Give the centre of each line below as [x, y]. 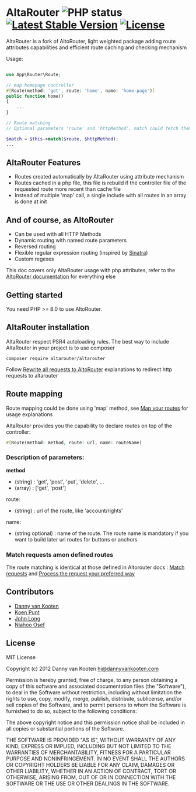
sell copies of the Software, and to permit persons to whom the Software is [96, 705]
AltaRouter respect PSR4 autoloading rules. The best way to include [87, 341]
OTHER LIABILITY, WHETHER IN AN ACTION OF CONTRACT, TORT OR [91, 771]
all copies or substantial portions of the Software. [65, 728]
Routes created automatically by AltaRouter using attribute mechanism [99, 177]
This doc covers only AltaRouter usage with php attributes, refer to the [91, 270]
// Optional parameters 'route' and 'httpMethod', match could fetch [92, 128]
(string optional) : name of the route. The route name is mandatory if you [101, 533]
